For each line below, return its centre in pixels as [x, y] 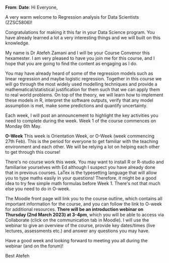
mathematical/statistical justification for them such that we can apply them [83, 90]
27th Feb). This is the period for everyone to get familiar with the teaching [82, 141]
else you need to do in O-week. [38, 189]
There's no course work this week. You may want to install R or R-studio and [84, 162]
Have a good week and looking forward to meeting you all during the [76, 240]
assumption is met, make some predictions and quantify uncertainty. [76, 105]
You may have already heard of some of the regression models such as [79, 73]
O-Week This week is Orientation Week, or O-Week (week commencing [80, 136]
